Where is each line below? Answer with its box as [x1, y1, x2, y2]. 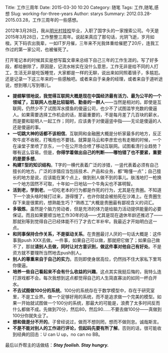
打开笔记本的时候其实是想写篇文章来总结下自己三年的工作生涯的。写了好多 [5, 57, 158, 63]
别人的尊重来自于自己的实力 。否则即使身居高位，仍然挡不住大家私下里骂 [12, 256, 161, 262]
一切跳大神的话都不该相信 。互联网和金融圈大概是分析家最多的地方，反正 [12, 131, 161, 137]
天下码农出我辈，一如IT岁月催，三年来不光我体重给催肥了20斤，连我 [13, 40, 155, 46]
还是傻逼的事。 [12, 125, 43, 130]
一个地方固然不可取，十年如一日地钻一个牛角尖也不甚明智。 [12, 181, 135, 187]
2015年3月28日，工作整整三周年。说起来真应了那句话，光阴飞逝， [5, 34, 141, 40]
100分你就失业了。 [12, 313, 51, 318]
